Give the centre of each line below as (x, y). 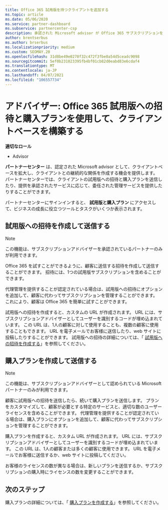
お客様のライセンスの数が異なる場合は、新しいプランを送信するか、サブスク (84, 466)
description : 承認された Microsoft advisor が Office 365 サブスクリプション (82, 33)
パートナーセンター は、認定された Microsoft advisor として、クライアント (82, 167)
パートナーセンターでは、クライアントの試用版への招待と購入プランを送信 (82, 179)
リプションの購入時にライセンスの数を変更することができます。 (71, 472)
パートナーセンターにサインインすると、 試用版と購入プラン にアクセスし (81, 202)
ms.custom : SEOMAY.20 (28, 52)
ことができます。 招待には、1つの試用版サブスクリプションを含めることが (85, 272)
